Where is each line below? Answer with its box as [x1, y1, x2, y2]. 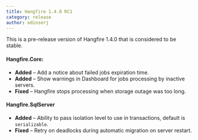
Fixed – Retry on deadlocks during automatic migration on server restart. [14, 126, 192, 134]
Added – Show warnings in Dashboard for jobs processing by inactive [14, 75, 185, 82]
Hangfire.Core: [6, 56, 44, 63]
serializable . [14, 121, 48, 128]
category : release [6, 14, 51, 20]
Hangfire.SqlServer [6, 101, 55, 108]
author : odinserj [6, 19, 49, 25]
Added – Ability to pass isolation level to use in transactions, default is [14, 114, 186, 121]
